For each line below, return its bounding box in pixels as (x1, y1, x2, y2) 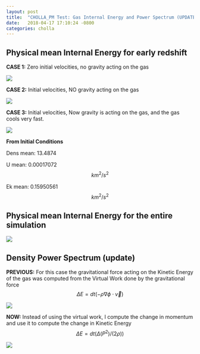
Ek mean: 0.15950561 (6, 183, 58, 190)
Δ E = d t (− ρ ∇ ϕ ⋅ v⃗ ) (76, 291, 124, 297)
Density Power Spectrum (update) (6, 253, 136, 263)
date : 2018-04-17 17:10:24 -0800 (6, 20, 95, 26)
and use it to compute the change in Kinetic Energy (6, 320, 132, 327)
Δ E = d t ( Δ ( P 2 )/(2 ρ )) (76, 329, 124, 337)
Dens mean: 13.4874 (6, 150, 57, 157)
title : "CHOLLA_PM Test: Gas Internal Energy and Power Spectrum (6, 14, 174, 20)
